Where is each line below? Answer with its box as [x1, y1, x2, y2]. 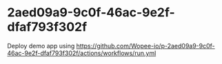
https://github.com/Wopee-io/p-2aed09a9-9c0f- [76, 42, 215, 50]
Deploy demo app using [7, 42, 75, 50]
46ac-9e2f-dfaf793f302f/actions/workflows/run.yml [7, 49, 157, 57]
